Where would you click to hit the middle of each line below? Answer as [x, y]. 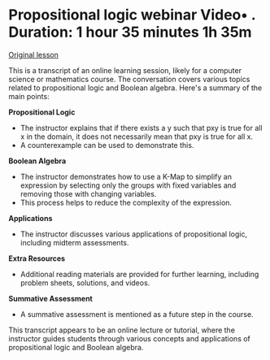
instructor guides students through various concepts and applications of [129, 338]
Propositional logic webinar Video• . [132, 15]
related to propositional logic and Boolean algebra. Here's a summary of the [135, 88]
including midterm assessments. [74, 242]
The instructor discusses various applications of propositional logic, [134, 234]
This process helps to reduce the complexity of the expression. [126, 202]
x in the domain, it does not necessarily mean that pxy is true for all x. [137, 137]
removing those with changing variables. [88, 193]
